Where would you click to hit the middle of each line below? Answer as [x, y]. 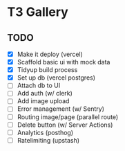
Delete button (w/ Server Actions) [65, 125]
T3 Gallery [38, 12]
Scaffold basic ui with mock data [64, 62]
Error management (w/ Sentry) [61, 109]
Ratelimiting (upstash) [48, 140]
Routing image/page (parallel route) [68, 117]
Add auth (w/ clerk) [45, 94]
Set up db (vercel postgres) [56, 78]
